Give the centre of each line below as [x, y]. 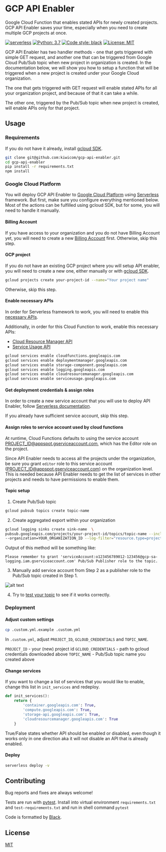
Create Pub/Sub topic [34, 501]
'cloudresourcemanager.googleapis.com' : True [71, 719]
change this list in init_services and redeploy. [52, 687]
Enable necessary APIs [29, 301]
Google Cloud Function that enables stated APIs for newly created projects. [82, 22]
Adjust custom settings [30, 619]
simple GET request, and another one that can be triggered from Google [78, 57]
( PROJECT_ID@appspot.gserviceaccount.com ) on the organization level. [79, 469]
